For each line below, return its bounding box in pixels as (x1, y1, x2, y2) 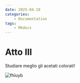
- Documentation (14, 16, 48, 21)
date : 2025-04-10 (5, 7, 41, 12)
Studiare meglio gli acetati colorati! (5, 63, 75, 69)
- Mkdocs (14, 26, 32, 30)
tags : (5, 21, 16, 26)
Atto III (5, 47, 32, 58)
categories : (5, 12, 29, 17)
